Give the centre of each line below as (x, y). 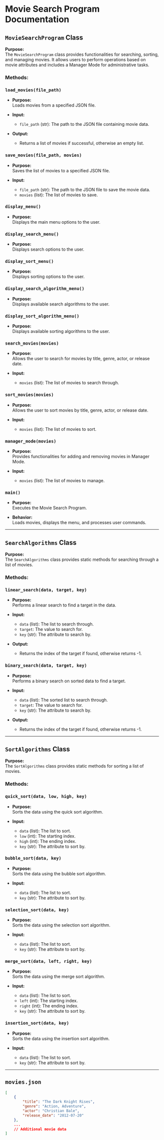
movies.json (23, 1082)
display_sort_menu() (30, 261)
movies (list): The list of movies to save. (59, 195)
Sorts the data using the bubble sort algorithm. (59, 873)
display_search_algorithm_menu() (45, 289)
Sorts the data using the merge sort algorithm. (59, 977)
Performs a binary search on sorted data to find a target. (69, 681)
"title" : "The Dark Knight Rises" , (59, 1102)
